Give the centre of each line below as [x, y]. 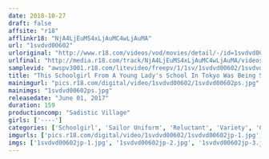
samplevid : [26, 68]
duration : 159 [32, 105]
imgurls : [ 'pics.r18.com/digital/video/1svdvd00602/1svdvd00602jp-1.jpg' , [136, 135]
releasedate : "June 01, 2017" [59, 98]
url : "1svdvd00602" [41, 46]
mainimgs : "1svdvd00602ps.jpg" [60, 90]
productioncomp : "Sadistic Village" [69, 113]
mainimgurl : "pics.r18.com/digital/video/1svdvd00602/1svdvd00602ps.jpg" [134, 83]
